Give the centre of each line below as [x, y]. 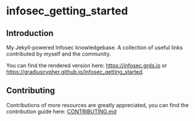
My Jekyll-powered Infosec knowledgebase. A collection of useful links [94, 47]
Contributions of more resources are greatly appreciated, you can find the [97, 105]
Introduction [30, 33]
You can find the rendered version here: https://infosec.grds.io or [87, 65]
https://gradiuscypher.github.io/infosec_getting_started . [75, 72]
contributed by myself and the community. [58, 54]
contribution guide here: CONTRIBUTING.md [61, 111]
